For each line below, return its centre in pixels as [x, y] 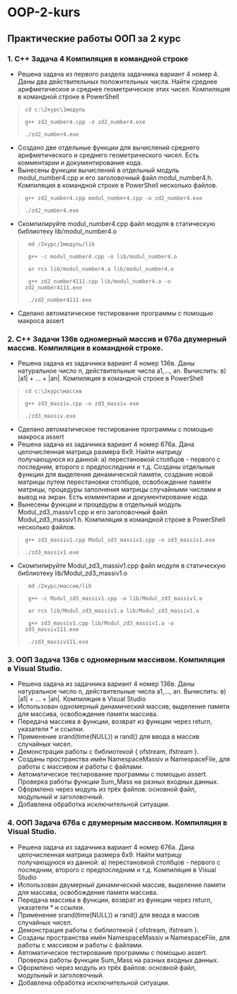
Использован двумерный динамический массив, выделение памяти [122, 885]
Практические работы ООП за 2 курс [94, 39]
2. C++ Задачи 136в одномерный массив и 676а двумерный [117, 339]
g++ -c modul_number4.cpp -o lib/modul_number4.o [103, 256]
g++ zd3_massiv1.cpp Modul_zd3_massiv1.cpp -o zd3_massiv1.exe [120, 540]
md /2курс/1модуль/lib [62, 244]
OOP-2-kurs [44, 12]
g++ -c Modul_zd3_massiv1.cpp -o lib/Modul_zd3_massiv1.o [115, 599]
